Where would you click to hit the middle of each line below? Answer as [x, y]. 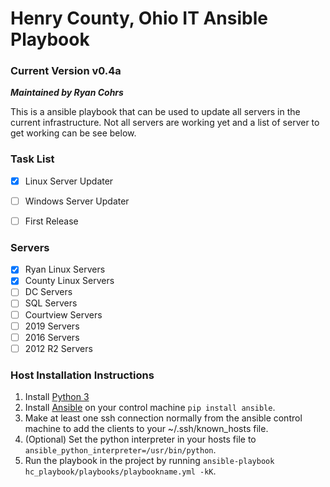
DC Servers [48, 292]
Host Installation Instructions [82, 375]
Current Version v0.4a [66, 71]
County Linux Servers [69, 281]
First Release [51, 221]
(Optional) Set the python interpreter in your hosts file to [140, 439]
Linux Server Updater [69, 181]
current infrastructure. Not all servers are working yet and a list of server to [165, 123]
